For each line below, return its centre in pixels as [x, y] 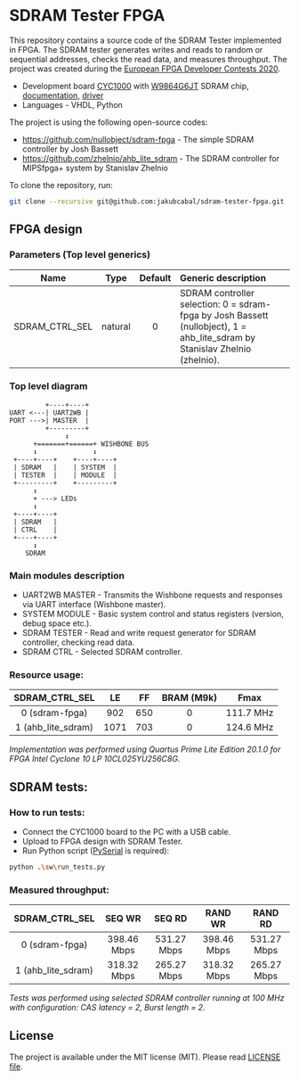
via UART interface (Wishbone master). [94, 605]
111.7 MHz [250, 713]
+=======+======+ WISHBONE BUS [91, 444]
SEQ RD [171, 919]
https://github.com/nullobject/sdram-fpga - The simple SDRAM [138, 139]
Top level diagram [48, 386]
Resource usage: [47, 675]
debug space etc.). [57, 623]
